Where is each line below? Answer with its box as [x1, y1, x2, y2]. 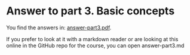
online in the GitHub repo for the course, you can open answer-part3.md [6, 42, 185, 49]
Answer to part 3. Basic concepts [6, 4, 175, 18]
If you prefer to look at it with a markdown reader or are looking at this [6, 35, 179, 42]
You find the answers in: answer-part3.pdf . [6, 24, 112, 31]
